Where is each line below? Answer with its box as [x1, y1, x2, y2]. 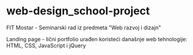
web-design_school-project [6, 4, 151, 18]
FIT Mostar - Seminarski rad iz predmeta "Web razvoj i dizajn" [6, 24, 161, 31]
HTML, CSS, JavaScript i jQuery [6, 42, 86, 49]
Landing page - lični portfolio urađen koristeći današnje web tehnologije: [6, 35, 188, 42]
